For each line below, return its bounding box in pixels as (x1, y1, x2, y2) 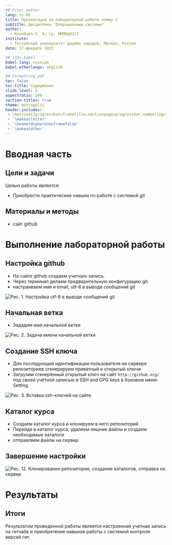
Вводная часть (5, 148, 72, 160)
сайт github (12, 221, 38, 227)
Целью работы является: (5, 182, 60, 188)
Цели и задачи (5, 169, 55, 178)
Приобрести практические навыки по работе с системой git (12, 192, 145, 198)
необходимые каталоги (12, 432, 64, 438)
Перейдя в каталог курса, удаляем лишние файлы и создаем (12, 426, 147, 432)
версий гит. (5, 534, 31, 540)
